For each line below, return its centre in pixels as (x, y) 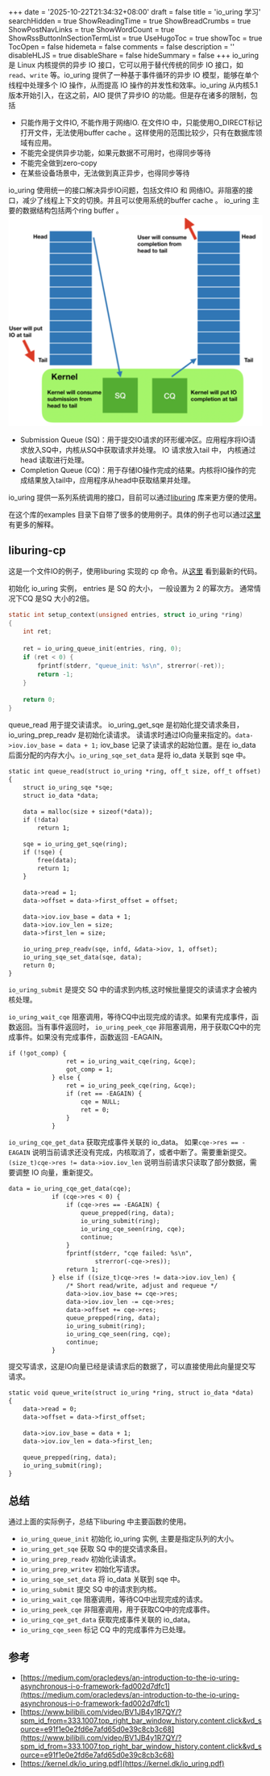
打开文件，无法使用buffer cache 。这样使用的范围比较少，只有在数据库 (137, 133)
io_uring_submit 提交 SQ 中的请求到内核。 (90, 1589)
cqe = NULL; (100, 1102)
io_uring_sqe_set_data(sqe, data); (83, 958)
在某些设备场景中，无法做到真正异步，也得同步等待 (105, 173)
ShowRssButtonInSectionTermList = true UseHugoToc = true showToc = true (135, 38)
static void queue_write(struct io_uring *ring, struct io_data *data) (131, 1393)
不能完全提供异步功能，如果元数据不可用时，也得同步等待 (115, 153)
